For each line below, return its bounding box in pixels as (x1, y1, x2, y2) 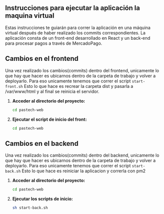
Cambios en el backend (5, 139, 79, 148)
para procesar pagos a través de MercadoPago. (5, 40, 102, 46)
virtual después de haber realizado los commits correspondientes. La (5, 29, 146, 36)
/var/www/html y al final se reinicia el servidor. (5, 88, 99, 94)
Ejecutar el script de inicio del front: (12, 116, 87, 122)
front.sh (5, 84, 23, 89)
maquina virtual (5, 12, 55, 20)
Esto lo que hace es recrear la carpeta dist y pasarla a (24, 83, 133, 89)
